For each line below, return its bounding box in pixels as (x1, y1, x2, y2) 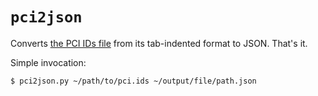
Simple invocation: (10, 56, 87, 68)
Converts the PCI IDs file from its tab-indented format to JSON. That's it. (10, 37, 308, 49)
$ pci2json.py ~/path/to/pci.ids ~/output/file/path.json (10, 76, 257, 86)
